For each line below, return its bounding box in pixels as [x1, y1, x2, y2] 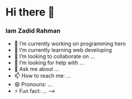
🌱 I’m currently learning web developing [14, 47, 112, 54]
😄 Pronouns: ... [14, 81, 53, 88]
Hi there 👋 [5, 5, 55, 19]
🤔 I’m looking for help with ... [14, 59, 84, 66]
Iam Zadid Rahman [5, 27, 61, 35]
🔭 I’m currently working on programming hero [14, 40, 126, 47]
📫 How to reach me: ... [14, 72, 71, 79]
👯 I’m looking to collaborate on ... [14, 53, 95, 60]
